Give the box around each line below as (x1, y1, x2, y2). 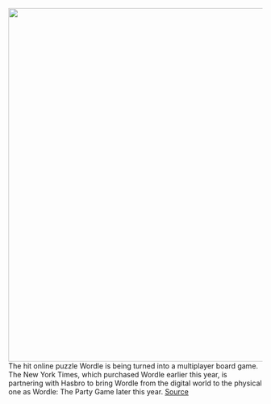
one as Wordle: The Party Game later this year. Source (8, 387, 190, 396)
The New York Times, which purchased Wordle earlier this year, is (8, 370, 227, 379)
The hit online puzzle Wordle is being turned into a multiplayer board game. (8, 361, 259, 371)
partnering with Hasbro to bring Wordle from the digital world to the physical (8, 378, 262, 388)
